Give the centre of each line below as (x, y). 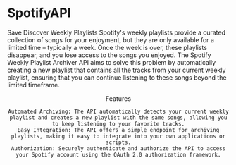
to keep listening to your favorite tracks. (118, 124)
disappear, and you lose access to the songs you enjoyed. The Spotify (109, 55)
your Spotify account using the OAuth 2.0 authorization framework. (118, 154)
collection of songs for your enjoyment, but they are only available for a (111, 39)
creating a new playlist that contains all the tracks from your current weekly (117, 70)
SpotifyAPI (39, 13)
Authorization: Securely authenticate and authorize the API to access (118, 148)
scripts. (118, 142)
